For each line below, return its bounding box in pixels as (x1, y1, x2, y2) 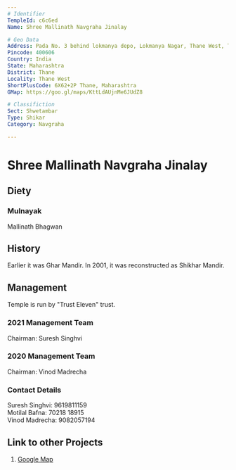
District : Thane (7, 68, 55, 76)
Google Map (17, 455, 54, 463)
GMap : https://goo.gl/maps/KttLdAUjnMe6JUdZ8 (7, 89, 143, 96)
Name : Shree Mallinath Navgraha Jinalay (7, 23, 128, 30)
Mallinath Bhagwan (7, 222, 63, 231)
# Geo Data (7, 36, 39, 43)
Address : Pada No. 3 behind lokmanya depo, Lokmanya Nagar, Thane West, (7, 43, 225, 50)
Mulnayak (7, 206, 42, 216)
